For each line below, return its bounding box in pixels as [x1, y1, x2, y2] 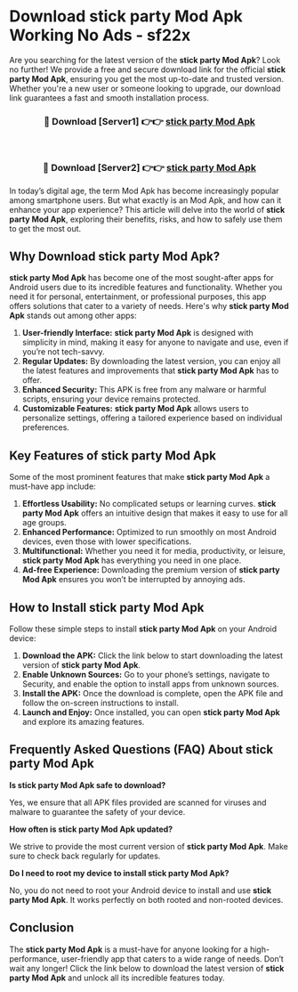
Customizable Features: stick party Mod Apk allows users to [21, 403, 249, 414]
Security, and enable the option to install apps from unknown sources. [21, 679, 279, 689]
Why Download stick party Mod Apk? [9, 248, 221, 264]
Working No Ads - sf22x [9, 25, 191, 45]
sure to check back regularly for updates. [9, 850, 161, 861]
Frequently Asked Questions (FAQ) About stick [9, 742, 274, 758]
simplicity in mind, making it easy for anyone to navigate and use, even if [21, 337, 289, 348]
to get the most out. [9, 223, 82, 233]
